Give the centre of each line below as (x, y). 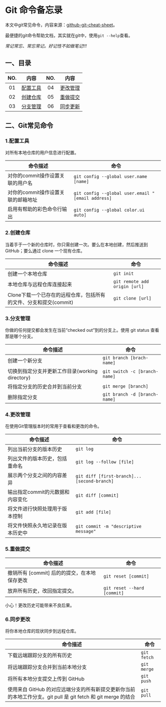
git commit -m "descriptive (109, 527)
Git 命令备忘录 (34, 10)
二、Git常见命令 (29, 126)
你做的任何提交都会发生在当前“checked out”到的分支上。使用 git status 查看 (82, 330)
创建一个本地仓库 (28, 274)
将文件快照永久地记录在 (35, 526)
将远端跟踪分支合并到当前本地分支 (47, 667)
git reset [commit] (126, 576)
